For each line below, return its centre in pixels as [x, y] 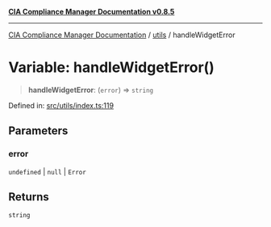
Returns [29, 197]
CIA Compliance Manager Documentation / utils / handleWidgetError [122, 35]
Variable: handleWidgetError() [112, 67]
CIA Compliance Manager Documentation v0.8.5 [92, 12]
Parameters [38, 131]
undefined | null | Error [47, 171]
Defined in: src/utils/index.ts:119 [61, 105]
